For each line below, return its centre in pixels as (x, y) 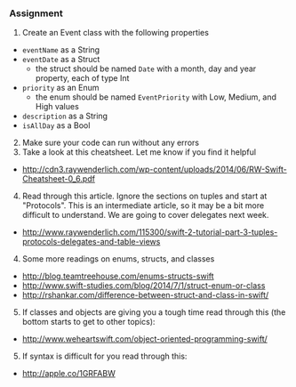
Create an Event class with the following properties (115, 33)
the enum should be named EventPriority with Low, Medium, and (156, 97)
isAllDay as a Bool (56, 125)
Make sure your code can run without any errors (111, 143)
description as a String (65, 116)
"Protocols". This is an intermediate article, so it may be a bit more (143, 206)
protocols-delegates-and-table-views (91, 242)
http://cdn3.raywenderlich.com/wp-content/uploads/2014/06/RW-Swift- (154, 169)
